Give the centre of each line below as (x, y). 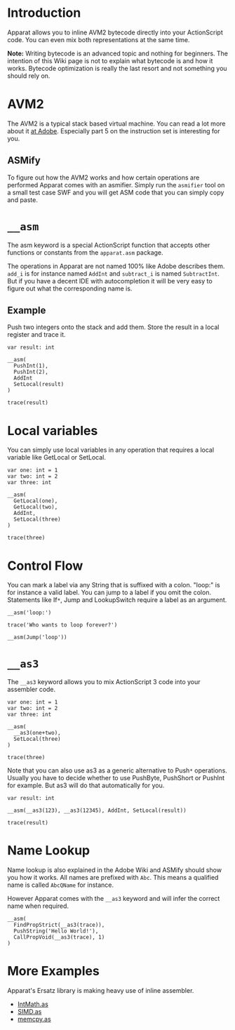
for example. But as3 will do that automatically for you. (86, 785)
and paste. (23, 200)
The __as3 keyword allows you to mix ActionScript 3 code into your (104, 682)
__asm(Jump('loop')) (38, 637)
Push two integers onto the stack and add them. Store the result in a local (113, 327)
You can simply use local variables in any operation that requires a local (111, 450)
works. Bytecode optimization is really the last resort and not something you (117, 68)
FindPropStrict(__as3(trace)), (59, 925)
